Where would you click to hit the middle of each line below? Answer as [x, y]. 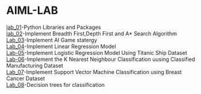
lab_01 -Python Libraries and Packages [54, 27]
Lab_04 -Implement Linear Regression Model [61, 46]
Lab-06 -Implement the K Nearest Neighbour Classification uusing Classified [101, 59]
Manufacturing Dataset [35, 65]
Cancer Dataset [26, 78]
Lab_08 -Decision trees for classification [56, 84]
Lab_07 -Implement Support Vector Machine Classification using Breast [94, 72]
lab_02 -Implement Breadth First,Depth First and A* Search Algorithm [92, 33]
